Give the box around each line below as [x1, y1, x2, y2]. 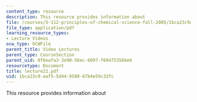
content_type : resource [6, 8, 64, 15]
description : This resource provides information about [6, 14, 145, 20]
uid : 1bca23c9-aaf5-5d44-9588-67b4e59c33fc [6, 73, 114, 79]
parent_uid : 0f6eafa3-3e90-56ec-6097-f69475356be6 [6, 57, 133, 63]
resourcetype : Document [6, 62, 64, 69]
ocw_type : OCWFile [6, 41, 51, 47]
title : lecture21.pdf [6, 68, 59, 74]
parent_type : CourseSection [6, 52, 75, 58]
